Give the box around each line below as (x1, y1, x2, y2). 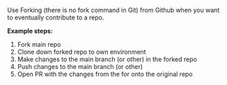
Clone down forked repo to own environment (17, 48, 146, 56)
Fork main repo (17, 40, 61, 48)
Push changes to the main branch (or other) (17, 63, 143, 70)
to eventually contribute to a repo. (7, 13, 104, 22)
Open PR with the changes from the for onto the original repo (17, 70, 193, 78)
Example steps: (7, 27, 54, 35)
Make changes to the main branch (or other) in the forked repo (17, 55, 197, 63)
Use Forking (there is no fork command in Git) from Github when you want (7, 6, 220, 14)
